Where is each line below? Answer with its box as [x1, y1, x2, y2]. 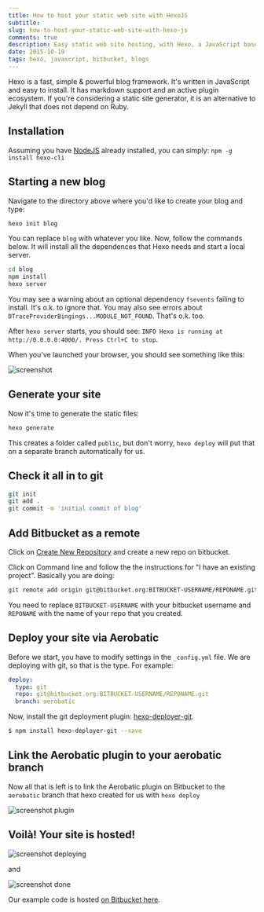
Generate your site [8, 388, 101, 401]
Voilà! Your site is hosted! [8, 828, 136, 841]
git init [8, 490, 37, 498]
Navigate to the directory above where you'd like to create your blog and [8, 196, 244, 205]
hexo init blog [8, 219, 58, 228]
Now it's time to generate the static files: [8, 408, 139, 418]
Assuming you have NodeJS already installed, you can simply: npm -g [8, 145, 233, 155]
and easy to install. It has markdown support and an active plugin [8, 85, 219, 94]
